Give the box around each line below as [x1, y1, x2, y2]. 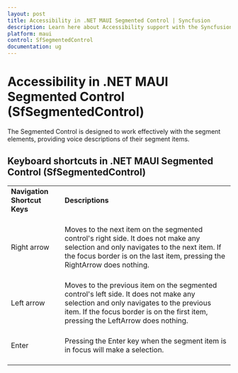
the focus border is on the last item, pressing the [64, 251, 225, 260]
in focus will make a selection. [64, 345, 164, 355]
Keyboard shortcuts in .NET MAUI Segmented [7, 155, 214, 167]
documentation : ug [7, 43, 62, 50]
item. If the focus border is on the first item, [64, 306, 208, 316]
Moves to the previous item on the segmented [64, 280, 217, 290]
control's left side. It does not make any [64, 289, 195, 299]
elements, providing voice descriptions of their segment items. [7, 134, 190, 143]
